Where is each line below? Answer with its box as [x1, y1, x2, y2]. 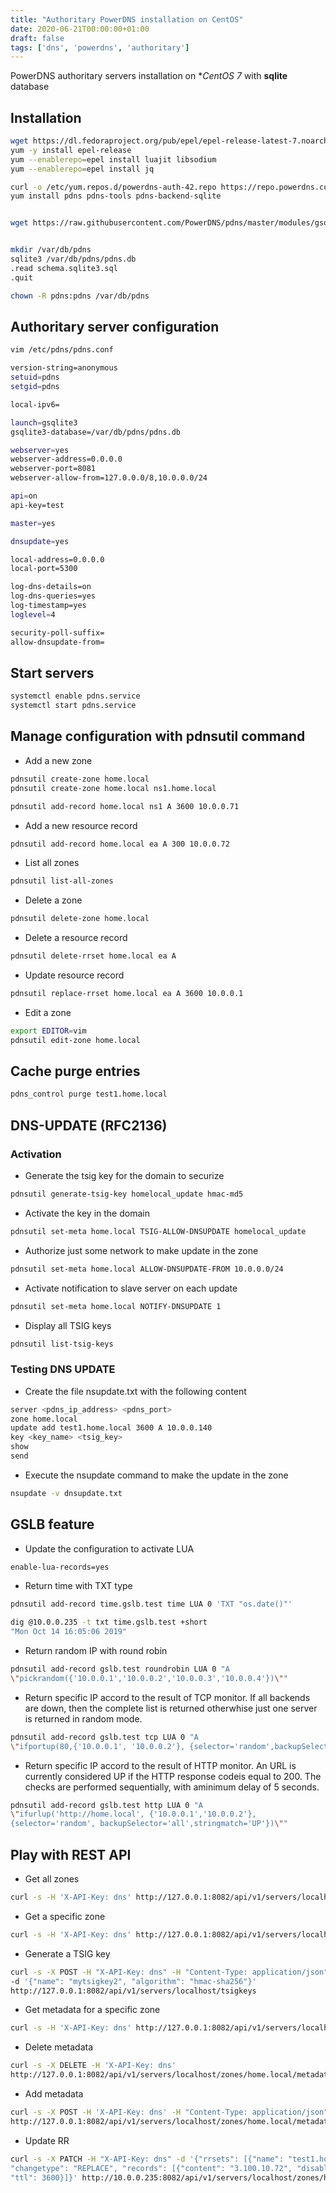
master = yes [10, 518, 56, 528]
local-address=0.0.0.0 [10, 554, 105, 565]
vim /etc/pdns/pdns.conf [10, 345, 114, 355]
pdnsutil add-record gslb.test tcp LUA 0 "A [10, 1732, 199, 1742]
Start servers [10, 664, 95, 681]
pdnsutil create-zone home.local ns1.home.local [10, 783, 217, 793]
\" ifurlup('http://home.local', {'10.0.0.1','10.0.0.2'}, [10, 1809, 257, 1820]
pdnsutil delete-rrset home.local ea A [10, 951, 177, 961]
